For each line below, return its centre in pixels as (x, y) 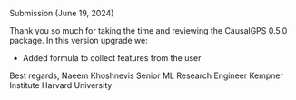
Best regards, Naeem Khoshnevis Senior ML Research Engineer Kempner (146, 75)
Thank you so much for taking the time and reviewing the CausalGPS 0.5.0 (148, 30)
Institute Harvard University (61, 85)
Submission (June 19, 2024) (62, 13)
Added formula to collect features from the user (112, 58)
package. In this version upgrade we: (79, 40)
